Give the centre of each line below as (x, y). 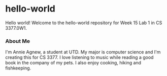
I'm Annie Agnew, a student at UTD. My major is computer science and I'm (83, 52)
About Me (18, 41)
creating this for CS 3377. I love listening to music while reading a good (79, 57)
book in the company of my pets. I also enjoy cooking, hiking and (73, 63)
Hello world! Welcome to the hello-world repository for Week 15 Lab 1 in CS (84, 23)
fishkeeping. (18, 68)
